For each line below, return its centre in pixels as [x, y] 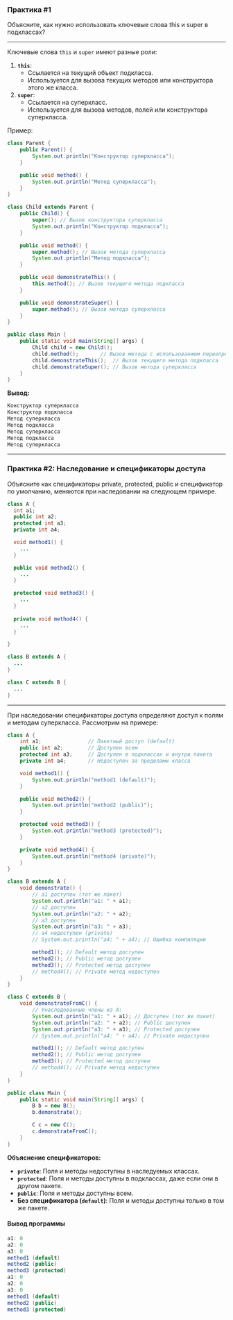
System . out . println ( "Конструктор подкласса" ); [101, 226]
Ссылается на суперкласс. [67, 103]
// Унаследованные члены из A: [77, 1010]
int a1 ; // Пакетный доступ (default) [97, 742]
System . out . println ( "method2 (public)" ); [93, 805]
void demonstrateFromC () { [59, 1004]
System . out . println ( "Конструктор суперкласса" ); [104, 156]
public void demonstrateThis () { [68, 278]
